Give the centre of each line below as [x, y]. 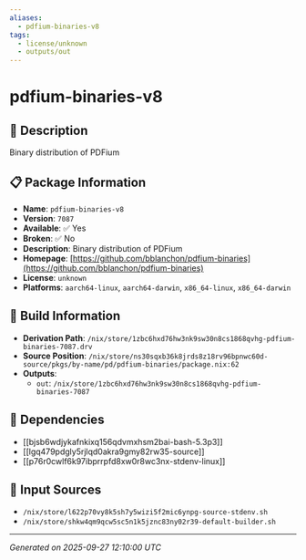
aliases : [26, 18]
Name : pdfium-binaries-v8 [73, 208]
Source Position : [54, 356]
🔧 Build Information [65, 316]
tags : [20, 35]
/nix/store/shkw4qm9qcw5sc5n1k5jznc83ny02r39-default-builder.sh [149, 522]
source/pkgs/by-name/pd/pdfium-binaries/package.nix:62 [131, 364]
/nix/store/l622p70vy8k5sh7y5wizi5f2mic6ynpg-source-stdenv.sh [145, 513]
